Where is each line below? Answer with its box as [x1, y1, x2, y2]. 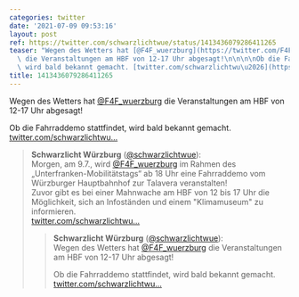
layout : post [9, 29, 58, 38]
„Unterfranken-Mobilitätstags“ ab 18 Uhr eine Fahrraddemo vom [30, 168, 266, 178]
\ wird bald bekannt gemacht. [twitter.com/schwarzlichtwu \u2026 [17, 63, 265, 72]
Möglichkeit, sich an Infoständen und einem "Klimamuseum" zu [30, 196, 264, 207]
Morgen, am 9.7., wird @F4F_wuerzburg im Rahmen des [30, 158, 237, 169]
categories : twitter [9, 12, 86, 22]
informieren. [30, 206, 77, 217]
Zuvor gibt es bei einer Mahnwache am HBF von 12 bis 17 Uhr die [30, 186, 270, 197]
